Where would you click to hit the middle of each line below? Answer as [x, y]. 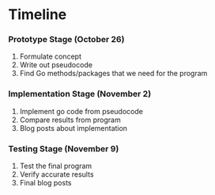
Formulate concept [50, 56]
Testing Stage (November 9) [64, 148]
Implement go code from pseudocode [81, 111]
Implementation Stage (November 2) [80, 94]
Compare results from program [70, 120]
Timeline [38, 15]
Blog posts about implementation [74, 128]
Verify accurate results [57, 174]
